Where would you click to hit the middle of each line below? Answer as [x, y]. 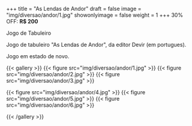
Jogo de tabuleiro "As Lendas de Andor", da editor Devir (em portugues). [96, 45]
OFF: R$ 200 [22, 21]
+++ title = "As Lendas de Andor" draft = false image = [74, 9]
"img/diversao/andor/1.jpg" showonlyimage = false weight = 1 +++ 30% [95, 15]
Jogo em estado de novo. [38, 56]
